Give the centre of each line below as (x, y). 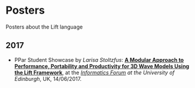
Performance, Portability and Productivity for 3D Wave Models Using (102, 66)
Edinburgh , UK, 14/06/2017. (48, 78)
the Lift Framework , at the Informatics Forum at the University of (94, 73)
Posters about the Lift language (44, 27)
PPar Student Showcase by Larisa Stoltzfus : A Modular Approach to (99, 59)
